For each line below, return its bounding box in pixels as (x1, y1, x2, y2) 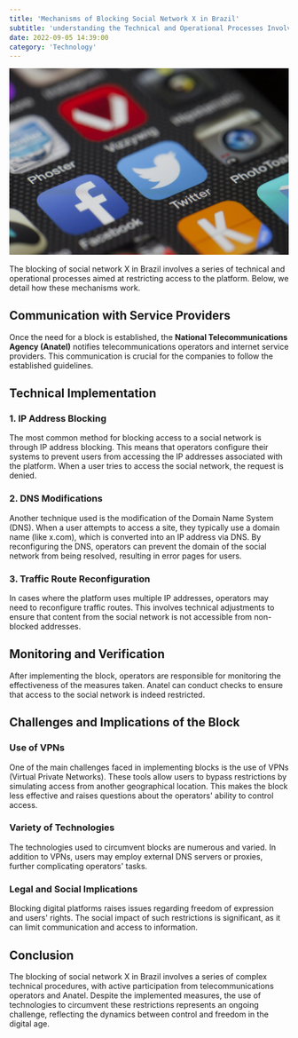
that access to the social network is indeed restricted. (9, 689, 206, 700)
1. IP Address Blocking (9, 413, 106, 425)
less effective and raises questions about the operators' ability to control (9, 790, 274, 801)
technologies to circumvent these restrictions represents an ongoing (9, 999, 259, 1010)
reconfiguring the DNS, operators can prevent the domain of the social (9, 541, 267, 551)
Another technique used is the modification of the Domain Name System (9, 512, 274, 523)
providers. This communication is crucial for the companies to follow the (9, 351, 273, 361)
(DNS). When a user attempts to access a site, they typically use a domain (9, 522, 280, 533)
